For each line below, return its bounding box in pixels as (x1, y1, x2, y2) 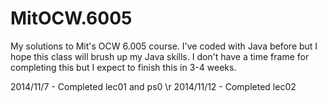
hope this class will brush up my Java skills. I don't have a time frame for (10, 50, 310, 62)
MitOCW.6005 (10, 7, 133, 30)
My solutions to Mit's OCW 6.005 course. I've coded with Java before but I (10, 40, 318, 52)
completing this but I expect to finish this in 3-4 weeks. (10, 61, 237, 73)
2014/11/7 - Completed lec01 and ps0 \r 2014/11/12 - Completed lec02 (10, 80, 297, 92)
